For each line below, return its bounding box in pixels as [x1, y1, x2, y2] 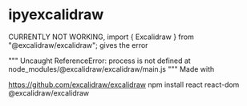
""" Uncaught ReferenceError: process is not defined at [8, 56, 191, 65]
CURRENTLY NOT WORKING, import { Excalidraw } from [8, 32, 194, 41]
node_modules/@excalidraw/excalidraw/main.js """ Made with [8, 64, 215, 73]
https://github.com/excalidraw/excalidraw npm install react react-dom [8, 80, 240, 89]
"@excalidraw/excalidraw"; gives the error [8, 40, 148, 49]
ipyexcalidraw [8, 6, 104, 24]
